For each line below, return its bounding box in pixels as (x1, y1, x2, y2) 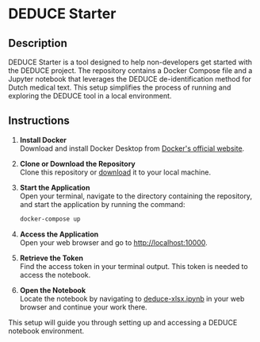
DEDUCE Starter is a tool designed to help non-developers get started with (8, 57, 252, 67)
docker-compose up (19, 215, 81, 223)
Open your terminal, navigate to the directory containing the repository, (19, 191, 252, 201)
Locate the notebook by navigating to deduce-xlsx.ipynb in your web (19, 294, 245, 303)
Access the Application (19, 229, 99, 239)
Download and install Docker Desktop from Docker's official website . (19, 144, 245, 153)
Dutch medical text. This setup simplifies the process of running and (8, 83, 231, 92)
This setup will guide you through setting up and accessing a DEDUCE (8, 317, 238, 327)
